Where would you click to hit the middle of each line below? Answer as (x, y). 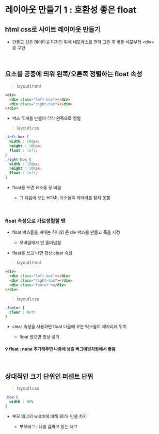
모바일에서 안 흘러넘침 (40, 242)
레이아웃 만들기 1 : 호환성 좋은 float (71, 10)
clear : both (23, 312)
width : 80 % (22, 402)
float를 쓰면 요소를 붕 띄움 (37, 188)
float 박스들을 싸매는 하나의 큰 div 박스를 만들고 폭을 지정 (66, 232)
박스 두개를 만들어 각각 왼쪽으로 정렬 (46, 118)
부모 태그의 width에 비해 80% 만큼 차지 (49, 416)
